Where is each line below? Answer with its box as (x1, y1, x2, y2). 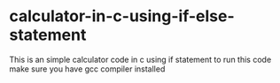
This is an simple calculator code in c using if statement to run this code (9, 54, 272, 64)
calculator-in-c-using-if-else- (9, 6, 235, 26)
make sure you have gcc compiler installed (9, 64, 166, 74)
